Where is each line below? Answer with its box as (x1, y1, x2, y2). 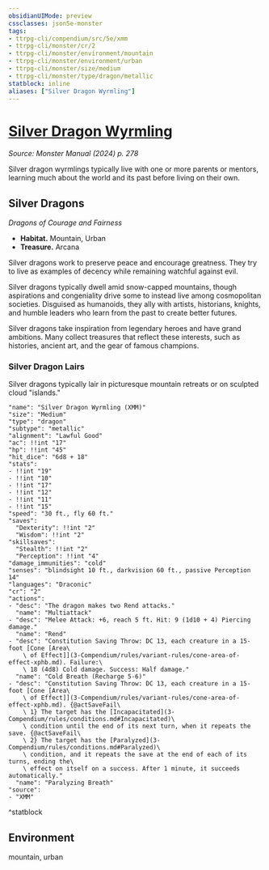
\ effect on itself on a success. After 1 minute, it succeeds (23, 765, 241, 773)
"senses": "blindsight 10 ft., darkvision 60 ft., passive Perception (8, 567, 251, 575)
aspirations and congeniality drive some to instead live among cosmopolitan (8, 291, 262, 300)
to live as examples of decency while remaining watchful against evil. (8, 266, 238, 276)
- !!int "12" (8, 489, 53, 497)
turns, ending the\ (8, 758, 74, 766)
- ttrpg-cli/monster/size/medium (8, 65, 121, 73)
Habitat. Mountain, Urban (19, 234, 107, 244)
